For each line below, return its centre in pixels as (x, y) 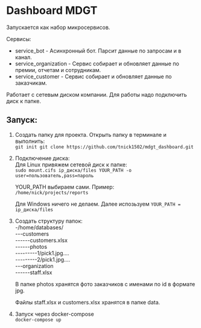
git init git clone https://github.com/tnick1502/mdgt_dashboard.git (104, 147)
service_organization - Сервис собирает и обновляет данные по (97, 64)
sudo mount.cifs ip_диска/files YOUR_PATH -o (73, 170)
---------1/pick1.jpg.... (42, 253)
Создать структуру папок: (49, 221)
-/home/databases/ (39, 227)
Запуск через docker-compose (55, 314)
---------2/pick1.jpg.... (43, 259)
